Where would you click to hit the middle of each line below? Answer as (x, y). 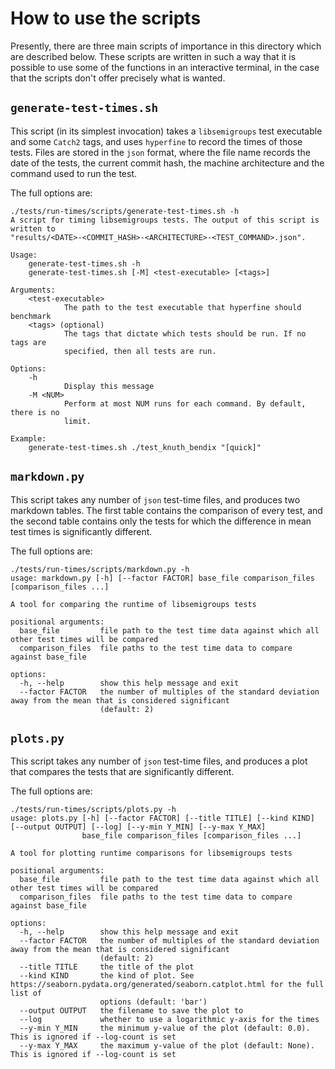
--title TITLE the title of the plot (107, 967)
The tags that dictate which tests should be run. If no (185, 333)
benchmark (31, 316)
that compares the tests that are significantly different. (122, 772)
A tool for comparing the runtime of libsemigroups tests (133, 604)
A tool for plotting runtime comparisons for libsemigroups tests (151, 853)
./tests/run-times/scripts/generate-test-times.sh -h (125, 211)
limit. (77, 421)
